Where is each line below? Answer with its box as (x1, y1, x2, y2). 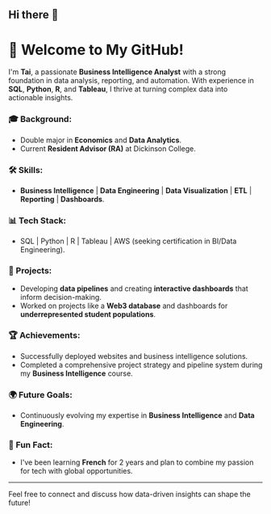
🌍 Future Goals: (8, 389, 73, 400)
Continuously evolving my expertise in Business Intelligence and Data (19, 411, 256, 420)
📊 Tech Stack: (8, 215, 67, 226)
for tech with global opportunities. (19, 466, 133, 476)
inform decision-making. (19, 292, 102, 301)
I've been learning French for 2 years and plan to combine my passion (19, 457, 254, 467)
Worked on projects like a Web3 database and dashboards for (19, 301, 228, 310)
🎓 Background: (8, 114, 73, 125)
